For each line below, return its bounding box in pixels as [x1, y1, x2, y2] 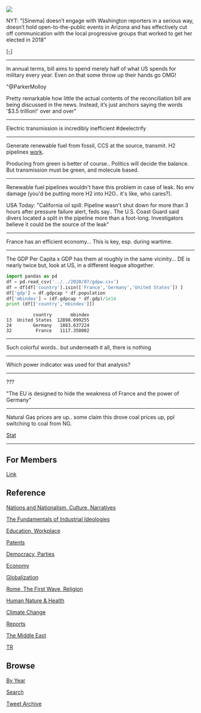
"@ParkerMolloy [6, 83, 47, 90]
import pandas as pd [6, 273, 58, 279]
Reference [6, 488, 46, 498]
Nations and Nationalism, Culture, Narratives [6, 504, 116, 511]
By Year [6, 676, 26, 684]
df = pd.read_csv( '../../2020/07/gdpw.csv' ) [6, 278, 119, 284]
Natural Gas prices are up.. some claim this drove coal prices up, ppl [6, 414, 175, 421]
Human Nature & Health [6, 597, 65, 604]
